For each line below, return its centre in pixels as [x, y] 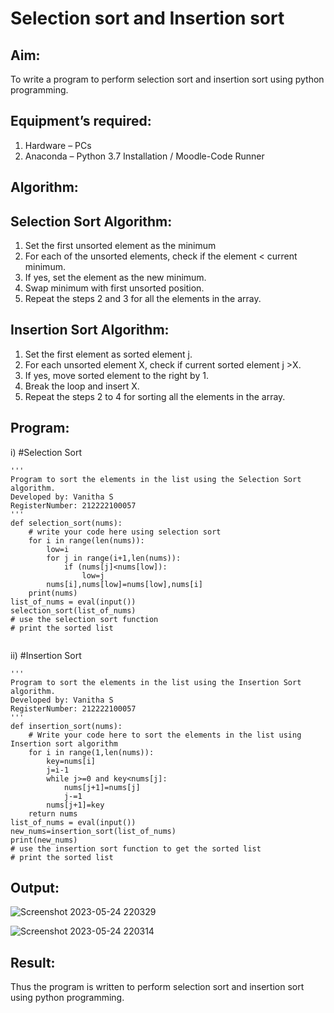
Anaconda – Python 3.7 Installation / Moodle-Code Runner [144, 156]
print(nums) [53, 593]
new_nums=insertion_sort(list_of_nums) [93, 831]
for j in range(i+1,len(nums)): [114, 558]
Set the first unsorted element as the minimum [120, 246]
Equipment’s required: [81, 121]
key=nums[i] [71, 761]
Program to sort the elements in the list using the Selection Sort [156, 479]
